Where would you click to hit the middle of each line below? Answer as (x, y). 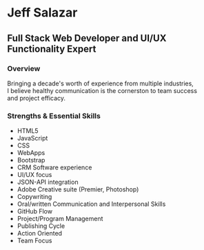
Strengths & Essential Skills (54, 116)
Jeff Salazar (42, 13)
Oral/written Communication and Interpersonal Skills (91, 204)
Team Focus (34, 241)
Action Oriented (40, 233)
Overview (24, 68)
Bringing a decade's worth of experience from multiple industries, (101, 83)
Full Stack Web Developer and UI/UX (87, 38)
